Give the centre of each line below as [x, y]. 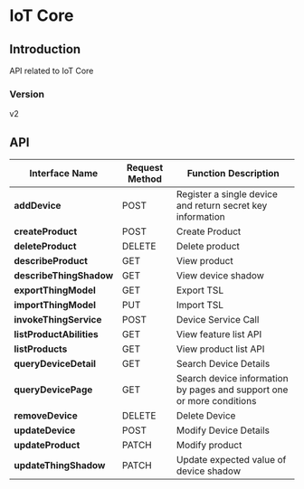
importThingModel [55, 306]
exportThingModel [55, 290]
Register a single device [227, 194]
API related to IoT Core [52, 71]
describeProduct [51, 261]
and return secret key [222, 206]
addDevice [38, 206]
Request [145, 168]
